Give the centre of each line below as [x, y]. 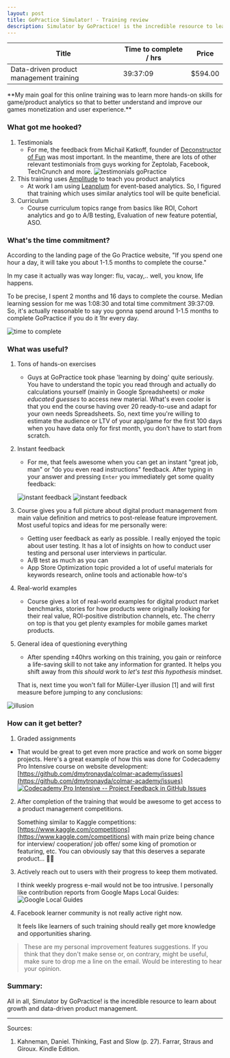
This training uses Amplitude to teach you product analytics [101, 178]
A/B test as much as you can [67, 560]
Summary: [25, 986]
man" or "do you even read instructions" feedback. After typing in [120, 470]
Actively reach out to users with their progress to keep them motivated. [117, 871]
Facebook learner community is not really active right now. [100, 913]
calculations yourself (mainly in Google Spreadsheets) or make [116, 392]
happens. [21, 282]
